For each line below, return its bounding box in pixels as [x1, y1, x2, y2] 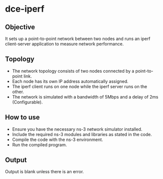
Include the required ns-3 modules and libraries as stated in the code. [12, 131, 152, 137]
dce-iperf [5, 3, 45, 15]
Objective [5, 23, 36, 31]
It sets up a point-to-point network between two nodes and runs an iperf [5, 36, 151, 41]
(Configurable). [12, 99, 43, 105]
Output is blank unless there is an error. [5, 169, 84, 175]
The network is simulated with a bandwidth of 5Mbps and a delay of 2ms [12, 94, 159, 99]
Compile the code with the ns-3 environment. [12, 137, 103, 142]
